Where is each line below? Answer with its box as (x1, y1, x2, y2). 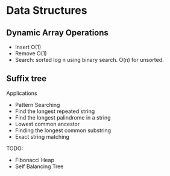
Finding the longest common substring (14, 127, 112, 134)
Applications (6, 90, 37, 97)
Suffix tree (6, 73, 47, 84)
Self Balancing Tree (14, 163, 64, 170)
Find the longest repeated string (14, 108, 95, 115)
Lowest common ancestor (14, 120, 80, 127)
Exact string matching (14, 133, 69, 140)
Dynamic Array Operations (6, 28, 109, 38)
